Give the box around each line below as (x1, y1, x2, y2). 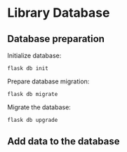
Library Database (7, 5, 110, 21)
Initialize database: (7, 51, 62, 60)
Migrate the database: (7, 103, 72, 111)
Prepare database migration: (7, 77, 90, 85)
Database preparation (7, 33, 105, 45)
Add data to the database (7, 135, 120, 148)
